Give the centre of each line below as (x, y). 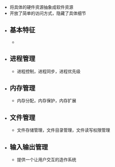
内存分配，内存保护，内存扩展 (46, 101)
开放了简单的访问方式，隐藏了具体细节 (48, 13)
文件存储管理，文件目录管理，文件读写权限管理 (63, 130)
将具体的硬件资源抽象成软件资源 (41, 7)
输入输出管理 (29, 147)
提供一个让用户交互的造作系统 (46, 160)
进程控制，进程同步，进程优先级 (49, 71)
